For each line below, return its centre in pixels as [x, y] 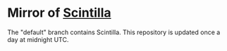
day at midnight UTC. [38, 39]
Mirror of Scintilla [59, 13]
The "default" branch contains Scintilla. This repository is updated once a [114, 32]
